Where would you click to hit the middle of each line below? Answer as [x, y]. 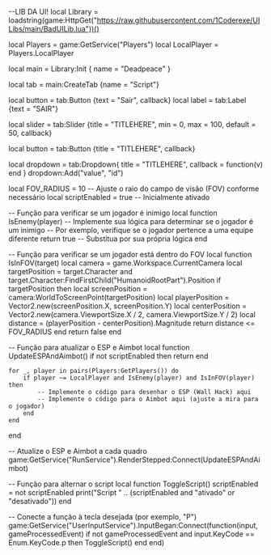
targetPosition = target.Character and [70, 271]
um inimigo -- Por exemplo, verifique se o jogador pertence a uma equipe [131, 230]
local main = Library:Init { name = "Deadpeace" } [90, 69]
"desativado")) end [40, 501]
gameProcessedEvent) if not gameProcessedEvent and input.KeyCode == [131, 534]
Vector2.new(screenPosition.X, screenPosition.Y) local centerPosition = [128, 306]
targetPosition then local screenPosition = [78, 289]
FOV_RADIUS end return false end [65, 332]
